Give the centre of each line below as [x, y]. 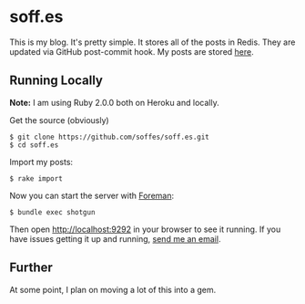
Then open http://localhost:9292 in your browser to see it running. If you [145, 229]
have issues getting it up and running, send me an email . [115, 238]
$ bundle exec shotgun [52, 212]
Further [31, 268]
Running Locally [56, 81]
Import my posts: [41, 162]
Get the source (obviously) [59, 120]
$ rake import [36, 178]
